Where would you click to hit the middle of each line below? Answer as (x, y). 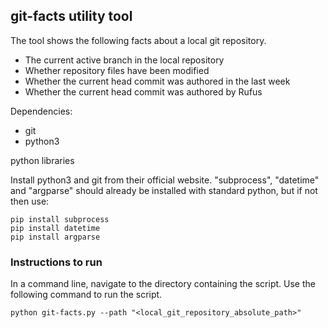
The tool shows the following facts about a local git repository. (138, 40)
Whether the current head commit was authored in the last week (157, 81)
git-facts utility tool (71, 16)
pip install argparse (55, 237)
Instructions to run (56, 262)
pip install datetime (55, 228)
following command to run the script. (86, 295)
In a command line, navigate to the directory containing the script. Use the (163, 284)
